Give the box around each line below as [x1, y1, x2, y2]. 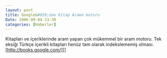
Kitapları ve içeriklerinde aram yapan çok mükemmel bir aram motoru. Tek [5, 36, 162, 42]
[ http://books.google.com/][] [5, 47, 66, 53]
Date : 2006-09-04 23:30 [5, 17, 57, 22]
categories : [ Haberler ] [5, 22, 57, 27]
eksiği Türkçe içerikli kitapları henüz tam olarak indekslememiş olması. [5, 42, 154, 48]
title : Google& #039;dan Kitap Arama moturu [5, 12, 100, 17]
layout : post [5, 7, 33, 13]
